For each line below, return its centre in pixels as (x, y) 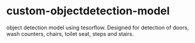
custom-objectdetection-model (88, 11)
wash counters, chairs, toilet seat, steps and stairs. (70, 33)
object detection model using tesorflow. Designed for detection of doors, (97, 27)
